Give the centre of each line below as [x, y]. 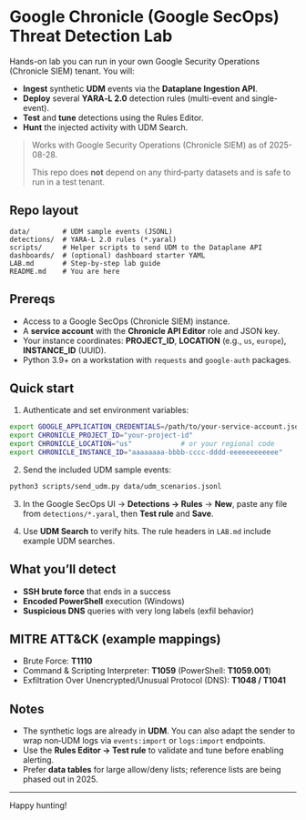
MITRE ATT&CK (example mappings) [115, 639]
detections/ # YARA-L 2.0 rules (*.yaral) [93, 239]
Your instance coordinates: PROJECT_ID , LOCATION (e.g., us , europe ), [154, 340]
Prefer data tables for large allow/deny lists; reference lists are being [152, 770]
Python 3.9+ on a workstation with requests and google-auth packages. [157, 359]
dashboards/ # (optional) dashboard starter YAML [107, 255]
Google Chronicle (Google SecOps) [144, 17]
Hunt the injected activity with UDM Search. [105, 127]
